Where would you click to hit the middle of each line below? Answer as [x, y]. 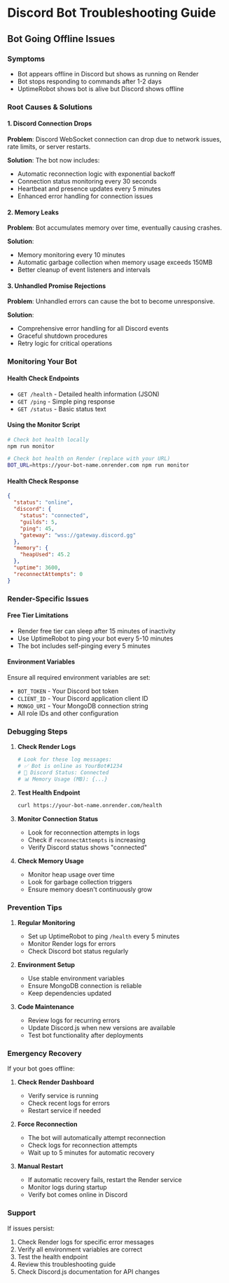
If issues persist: [31, 1228]
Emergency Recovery [44, 1053]
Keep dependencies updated [70, 993]
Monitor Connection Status [58, 818]
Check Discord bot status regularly [78, 951]
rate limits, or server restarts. [49, 146]
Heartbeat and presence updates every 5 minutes [89, 188]
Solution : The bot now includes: [54, 160]
